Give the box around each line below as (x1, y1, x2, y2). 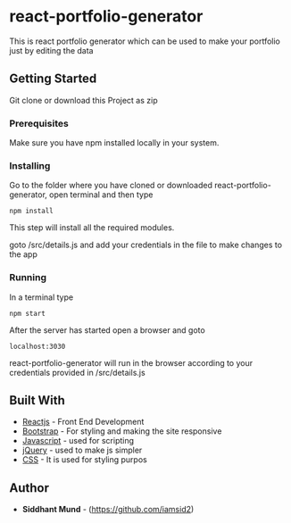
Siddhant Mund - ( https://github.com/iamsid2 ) (21, 504, 195, 515)
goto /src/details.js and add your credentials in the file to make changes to (9, 239, 283, 251)
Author (9, 480, 49, 495)
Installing (9, 159, 51, 171)
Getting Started (9, 71, 97, 87)
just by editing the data (9, 45, 94, 55)
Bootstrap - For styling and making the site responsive (21, 426, 222, 436)
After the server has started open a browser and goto (9, 324, 205, 336)
